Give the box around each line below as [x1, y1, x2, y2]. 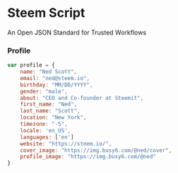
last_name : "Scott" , [20, 108, 81, 115]
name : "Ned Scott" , [20, 68, 78, 75]
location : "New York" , [20, 114, 87, 121]
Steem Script [7, 5, 85, 21]
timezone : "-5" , [20, 121, 69, 128]
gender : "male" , [20, 88, 69, 95]
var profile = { [7, 62, 55, 69]
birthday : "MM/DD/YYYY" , [20, 81, 93, 89]
